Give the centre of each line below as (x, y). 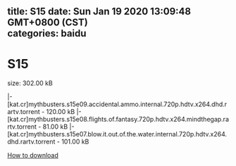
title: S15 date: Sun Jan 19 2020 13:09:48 (99, 12)
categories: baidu (47, 33)
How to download (33, 155)
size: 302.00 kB (30, 83)
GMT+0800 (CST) (48, 23)
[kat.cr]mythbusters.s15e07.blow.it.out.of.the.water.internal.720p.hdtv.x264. (117, 134)
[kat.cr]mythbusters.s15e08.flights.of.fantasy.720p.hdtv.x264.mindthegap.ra (118, 120)
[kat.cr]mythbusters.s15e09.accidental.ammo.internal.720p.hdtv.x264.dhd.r (117, 104)
